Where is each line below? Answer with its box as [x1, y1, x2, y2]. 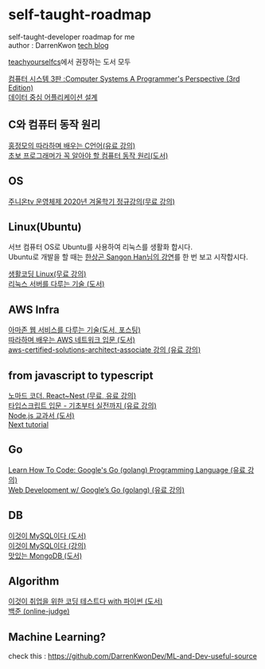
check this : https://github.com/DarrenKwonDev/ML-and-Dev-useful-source [8, 651, 257, 661]
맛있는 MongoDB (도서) [8, 551, 83, 560]
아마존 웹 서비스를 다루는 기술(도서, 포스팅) [8, 325, 141, 334]
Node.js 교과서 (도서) [8, 411, 75, 420]
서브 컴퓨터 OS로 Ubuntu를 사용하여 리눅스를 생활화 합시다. [8, 242, 193, 252]
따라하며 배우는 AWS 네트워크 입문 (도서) [8, 335, 135, 345]
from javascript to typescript [8, 369, 154, 382]
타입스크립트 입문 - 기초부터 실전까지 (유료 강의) [8, 401, 157, 410]
